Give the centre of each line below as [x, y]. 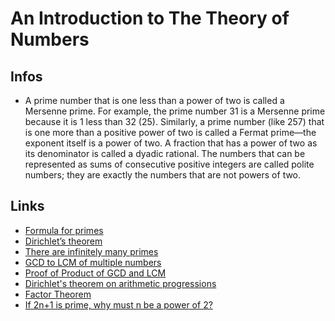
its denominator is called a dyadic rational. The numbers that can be [165, 153]
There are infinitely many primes [91, 251]
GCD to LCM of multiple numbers [93, 262]
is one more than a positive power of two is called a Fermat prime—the [170, 132]
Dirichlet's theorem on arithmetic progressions [120, 283]
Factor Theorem [58, 294]
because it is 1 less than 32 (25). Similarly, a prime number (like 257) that [174, 121]
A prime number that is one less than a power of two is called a [154, 100]
